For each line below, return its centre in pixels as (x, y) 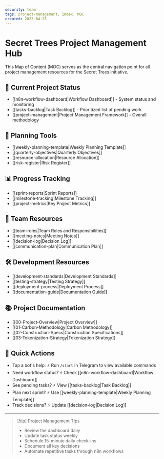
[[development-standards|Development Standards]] (64, 276)
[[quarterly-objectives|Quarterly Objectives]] (57, 152)
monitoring (23, 104)
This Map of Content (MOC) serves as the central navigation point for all (78, 67)
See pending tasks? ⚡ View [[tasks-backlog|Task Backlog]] (72, 385)
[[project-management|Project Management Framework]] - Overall (79, 115)
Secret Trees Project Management (76, 43)
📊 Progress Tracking (38, 179)
